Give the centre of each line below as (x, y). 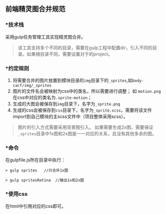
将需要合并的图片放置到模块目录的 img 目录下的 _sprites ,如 (73, 80)
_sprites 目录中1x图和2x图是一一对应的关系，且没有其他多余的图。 (87, 133)
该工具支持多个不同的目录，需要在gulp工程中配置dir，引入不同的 (85, 48)
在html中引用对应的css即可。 (36, 206)
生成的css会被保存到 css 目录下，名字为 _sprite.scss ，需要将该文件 (82, 110)
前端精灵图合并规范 (35, 9)
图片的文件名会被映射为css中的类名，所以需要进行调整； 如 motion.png (87, 91)
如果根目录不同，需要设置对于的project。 (70, 54)
